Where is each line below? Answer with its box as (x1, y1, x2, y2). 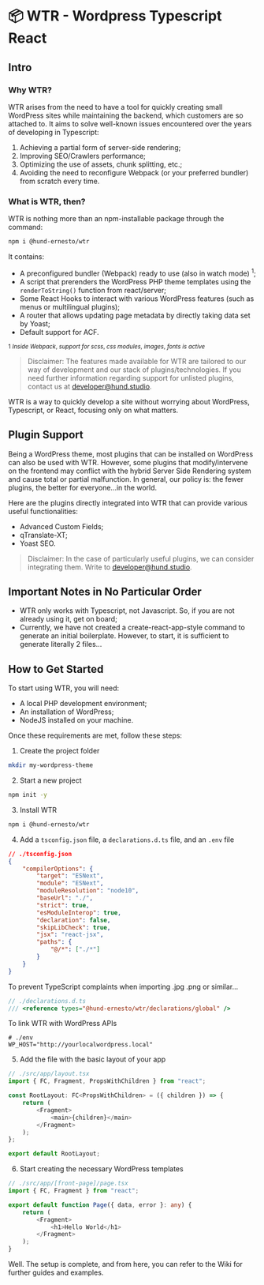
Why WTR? (8, 85, 53, 96)
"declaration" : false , (36, 916, 111, 924)
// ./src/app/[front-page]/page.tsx (8, 1179, 128, 1188)
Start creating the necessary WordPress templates (19, 1164, 184, 1174)
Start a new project (19, 776, 82, 785)
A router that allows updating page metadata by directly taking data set (19, 310, 251, 320)
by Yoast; (19, 318, 50, 329)
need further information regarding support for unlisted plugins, (27, 373, 234, 382)
